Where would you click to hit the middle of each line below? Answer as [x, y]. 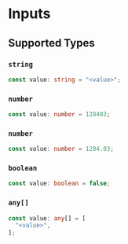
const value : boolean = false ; [59, 184]
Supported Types [52, 43]
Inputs [29, 14]
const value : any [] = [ [47, 218]
